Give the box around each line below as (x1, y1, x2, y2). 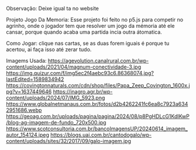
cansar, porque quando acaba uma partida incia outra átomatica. (6, 28, 162, 35)
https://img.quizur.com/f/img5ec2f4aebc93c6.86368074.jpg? (6, 70, 154, 76)
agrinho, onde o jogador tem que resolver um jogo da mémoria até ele (6, 23, 175, 29)
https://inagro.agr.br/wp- (53, 88, 113, 95)
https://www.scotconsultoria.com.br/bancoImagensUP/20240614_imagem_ (6, 125, 188, 132)
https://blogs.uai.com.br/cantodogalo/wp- (50, 131, 152, 138)
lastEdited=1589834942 (6, 76, 64, 83)
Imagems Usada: (6, 58, 47, 64)
